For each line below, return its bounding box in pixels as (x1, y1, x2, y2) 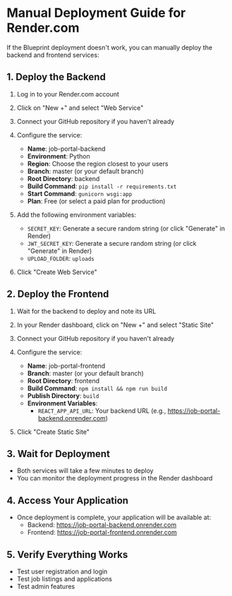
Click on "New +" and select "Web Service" (16, 104, 144, 112)
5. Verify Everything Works (6, 548, 128, 561)
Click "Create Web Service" (16, 268, 98, 276)
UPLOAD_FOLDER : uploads (27, 254, 94, 262)
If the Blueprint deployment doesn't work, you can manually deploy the (6, 43, 213, 51)
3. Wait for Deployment (6, 447, 111, 459)
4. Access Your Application (6, 495, 128, 507)
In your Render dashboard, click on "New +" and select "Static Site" (16, 321, 214, 329)
